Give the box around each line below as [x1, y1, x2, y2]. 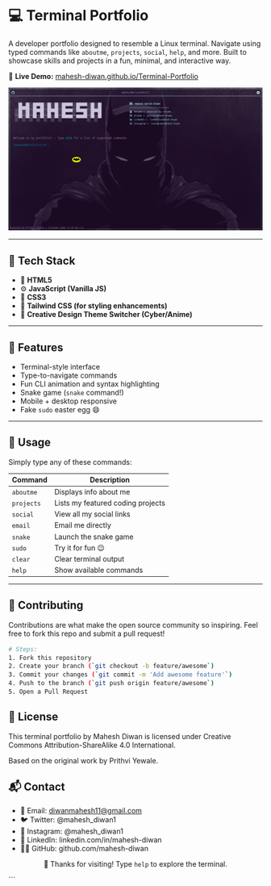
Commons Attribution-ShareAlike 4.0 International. [8, 740, 176, 750]
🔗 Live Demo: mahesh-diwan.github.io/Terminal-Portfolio [8, 71, 199, 81]
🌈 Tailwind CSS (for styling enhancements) [19, 301, 168, 311]
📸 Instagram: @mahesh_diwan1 [19, 826, 123, 836]
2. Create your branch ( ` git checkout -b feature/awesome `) [8, 662, 215, 671]
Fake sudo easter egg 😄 [19, 405, 100, 415]
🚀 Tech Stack [8, 253, 76, 267]
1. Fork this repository [8, 654, 92, 662]
